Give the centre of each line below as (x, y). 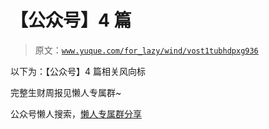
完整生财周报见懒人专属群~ (66, 92)
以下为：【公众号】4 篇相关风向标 (78, 71)
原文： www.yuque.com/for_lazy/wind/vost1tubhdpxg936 (146, 50)
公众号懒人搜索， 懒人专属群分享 (76, 113)
